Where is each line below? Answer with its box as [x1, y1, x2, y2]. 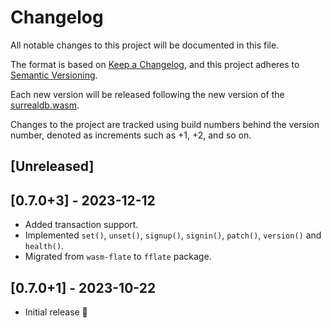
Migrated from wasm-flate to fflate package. [24, 251, 212, 263]
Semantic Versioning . [10, 69, 98, 81]
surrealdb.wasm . [10, 99, 80, 111]
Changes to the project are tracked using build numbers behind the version [10, 118, 320, 130]
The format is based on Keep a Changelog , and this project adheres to [10, 58, 300, 70]
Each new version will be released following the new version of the [10, 88, 285, 100]
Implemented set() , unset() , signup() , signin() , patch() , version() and [24, 229, 322, 241]
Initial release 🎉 [24, 306, 88, 318]
